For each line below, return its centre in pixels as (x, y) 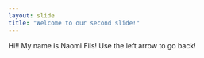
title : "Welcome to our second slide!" (74, 23)
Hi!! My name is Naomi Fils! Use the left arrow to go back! (102, 45)
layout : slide (32, 15)
